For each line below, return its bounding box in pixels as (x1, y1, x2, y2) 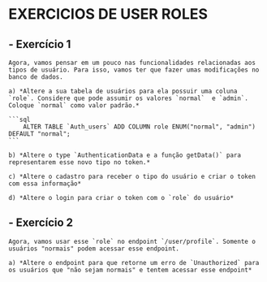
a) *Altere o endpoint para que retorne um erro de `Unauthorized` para (8, 258, 260, 267)
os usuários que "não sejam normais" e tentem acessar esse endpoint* (8, 266, 252, 274)
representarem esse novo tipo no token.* (8, 158, 151, 167)
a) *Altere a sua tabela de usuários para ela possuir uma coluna (8, 87, 238, 95)
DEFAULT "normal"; (8, 130, 71, 138)
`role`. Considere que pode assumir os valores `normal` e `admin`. (8, 94, 249, 102)
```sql (8, 115, 31, 124)
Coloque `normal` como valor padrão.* (8, 102, 140, 110)
